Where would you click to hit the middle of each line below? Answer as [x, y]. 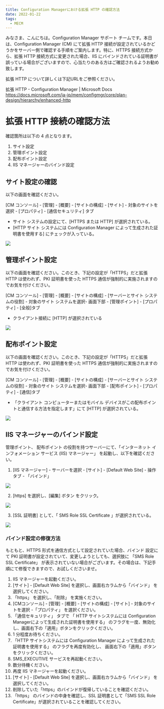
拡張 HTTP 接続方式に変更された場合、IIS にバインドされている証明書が [86, 56]
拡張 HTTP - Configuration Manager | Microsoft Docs [59, 89]
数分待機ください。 [32, 665]
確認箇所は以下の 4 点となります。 [40, 136]
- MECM [17, 23]
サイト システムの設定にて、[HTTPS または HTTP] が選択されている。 [83, 222]
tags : [11, 19]
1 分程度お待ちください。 [38, 634]
